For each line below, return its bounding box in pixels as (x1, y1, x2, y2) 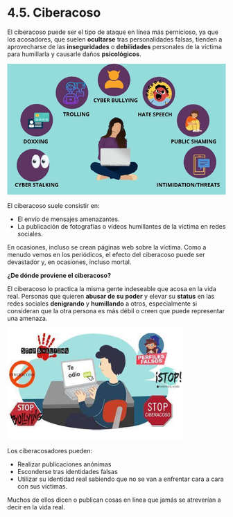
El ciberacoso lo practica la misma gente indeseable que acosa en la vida (7, 285, 216, 293)
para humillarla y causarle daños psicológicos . (7, 50, 141, 58)
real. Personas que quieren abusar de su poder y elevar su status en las (7, 292, 215, 301)
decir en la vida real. (7, 503, 66, 511)
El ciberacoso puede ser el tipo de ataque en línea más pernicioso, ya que (7, 28, 218, 36)
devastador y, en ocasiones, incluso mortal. (7, 258, 132, 266)
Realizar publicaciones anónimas (17, 460, 112, 468)
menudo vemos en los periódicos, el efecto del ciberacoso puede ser (7, 251, 206, 259)
